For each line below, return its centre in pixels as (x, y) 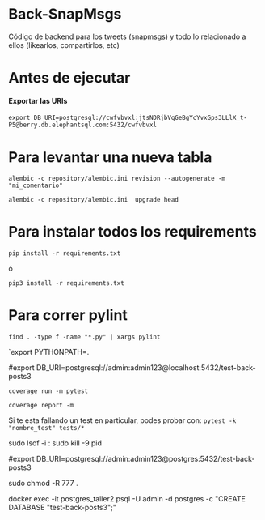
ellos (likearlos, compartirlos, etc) (64, 45)
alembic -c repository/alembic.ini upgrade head (94, 200)
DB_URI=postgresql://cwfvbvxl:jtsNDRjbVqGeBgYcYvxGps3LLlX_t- (141, 118)
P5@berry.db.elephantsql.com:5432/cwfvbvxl (83, 125)
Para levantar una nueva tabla (110, 157)
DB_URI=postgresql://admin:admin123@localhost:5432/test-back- (146, 368)
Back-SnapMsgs (65, 14)
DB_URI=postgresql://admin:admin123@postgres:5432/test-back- (145, 459)
